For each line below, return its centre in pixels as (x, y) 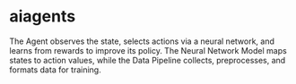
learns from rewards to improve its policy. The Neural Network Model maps (148, 50)
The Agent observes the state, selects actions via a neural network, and (142, 41)
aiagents (43, 17)
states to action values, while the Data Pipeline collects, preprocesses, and (148, 60)
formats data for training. (55, 70)
